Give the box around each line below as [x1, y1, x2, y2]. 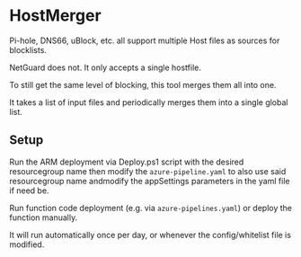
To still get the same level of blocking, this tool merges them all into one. [9, 79, 277, 90]
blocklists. [9, 44, 48, 55]
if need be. [9, 185, 49, 196]
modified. [9, 239, 45, 250]
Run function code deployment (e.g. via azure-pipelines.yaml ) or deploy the [9, 202, 293, 213]
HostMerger [9, 5, 102, 26]
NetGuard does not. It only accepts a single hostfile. [9, 62, 202, 73]
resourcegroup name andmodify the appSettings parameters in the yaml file [9, 175, 290, 186]
